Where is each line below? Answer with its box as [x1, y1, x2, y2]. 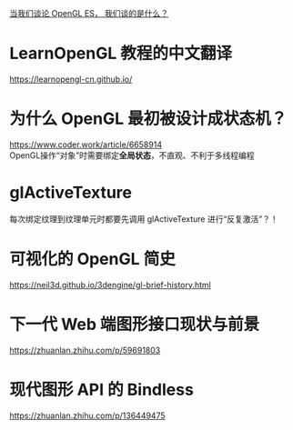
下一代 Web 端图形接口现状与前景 [9, 314, 260, 335]
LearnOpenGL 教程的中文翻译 [9, 44, 232, 64]
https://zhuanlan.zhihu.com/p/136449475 [9, 410, 166, 421]
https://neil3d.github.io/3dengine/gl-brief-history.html [9, 279, 212, 290]
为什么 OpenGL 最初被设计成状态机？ [9, 108, 288, 129]
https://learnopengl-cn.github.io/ [9, 74, 133, 85]
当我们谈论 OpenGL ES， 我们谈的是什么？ [9, 8, 169, 18]
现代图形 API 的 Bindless [9, 379, 194, 400]
